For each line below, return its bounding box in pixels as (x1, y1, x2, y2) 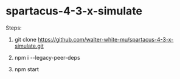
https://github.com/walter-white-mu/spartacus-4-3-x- (38, 36, 174, 43)
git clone (14, 36, 37, 43)
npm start (14, 65, 39, 73)
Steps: (5, 24, 22, 31)
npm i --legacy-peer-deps (14, 54, 80, 61)
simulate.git (14, 42, 44, 49)
